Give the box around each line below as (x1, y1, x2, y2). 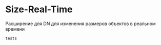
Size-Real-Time (5, 4, 73, 15)
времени (5, 26, 25, 32)
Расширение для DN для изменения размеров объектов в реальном (5, 20, 156, 27)
